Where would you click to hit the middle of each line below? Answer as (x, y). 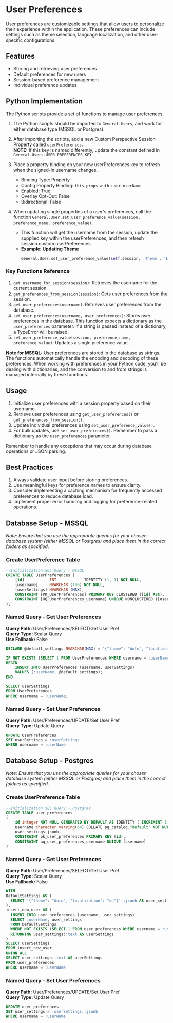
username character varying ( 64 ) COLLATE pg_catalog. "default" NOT (88, 827)
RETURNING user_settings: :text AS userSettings (62, 934)
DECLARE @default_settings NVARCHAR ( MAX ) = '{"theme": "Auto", (75, 649)
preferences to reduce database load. (53, 496)
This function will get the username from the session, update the (89, 232)
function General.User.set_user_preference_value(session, (77, 217)
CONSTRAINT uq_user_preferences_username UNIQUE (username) (81, 842)
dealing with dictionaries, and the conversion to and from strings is (76, 369)
